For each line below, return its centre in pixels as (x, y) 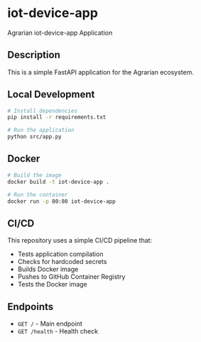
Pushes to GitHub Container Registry (71, 277)
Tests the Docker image (52, 285)
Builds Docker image (48, 269)
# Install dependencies (43, 111)
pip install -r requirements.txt (57, 117)
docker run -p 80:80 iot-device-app (61, 201)
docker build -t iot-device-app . (59, 182)
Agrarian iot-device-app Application (60, 33)
